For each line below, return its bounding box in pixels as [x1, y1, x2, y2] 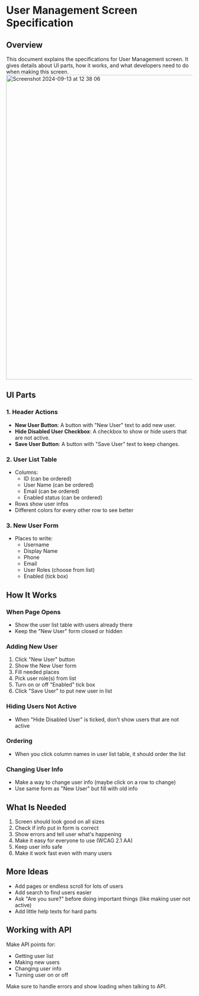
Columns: [14, 469, 38, 476]
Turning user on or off [14, 971, 69, 978]
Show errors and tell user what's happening [14, 830, 121, 837]
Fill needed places [14, 669, 60, 676]
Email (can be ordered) [23, 488, 80, 495]
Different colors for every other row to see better [14, 506, 134, 514]
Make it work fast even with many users [14, 849, 113, 856]
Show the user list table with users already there [14, 621, 133, 628]
